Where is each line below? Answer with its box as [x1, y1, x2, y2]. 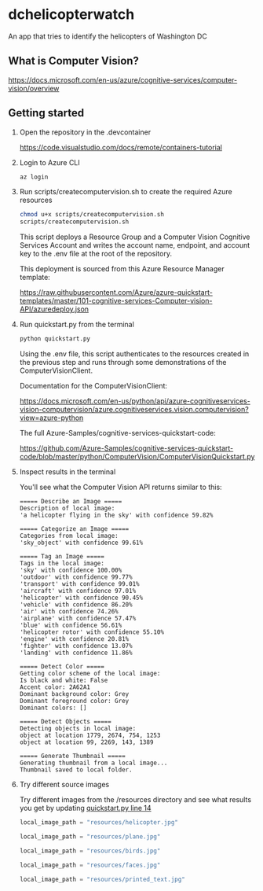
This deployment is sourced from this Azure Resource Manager [19, 264, 225, 274]
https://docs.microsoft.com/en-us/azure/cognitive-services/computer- [8, 75, 238, 84]
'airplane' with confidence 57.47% [19, 615, 137, 623]
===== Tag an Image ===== [19, 553, 104, 561]
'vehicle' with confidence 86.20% [19, 601, 133, 609]
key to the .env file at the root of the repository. [19, 249, 173, 259]
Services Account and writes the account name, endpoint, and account [19, 241, 250, 250]
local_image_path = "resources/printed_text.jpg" [19, 875, 186, 883]
